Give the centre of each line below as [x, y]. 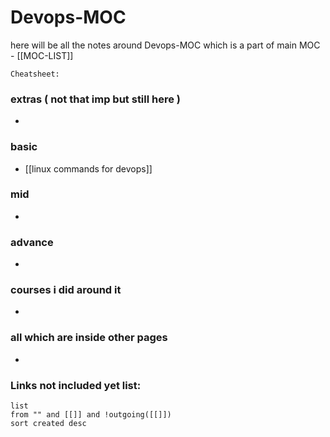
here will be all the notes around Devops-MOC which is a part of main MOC [165, 45]
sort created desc [48, 424]
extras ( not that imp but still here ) [96, 99]
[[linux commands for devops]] [88, 168]
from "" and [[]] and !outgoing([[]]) [91, 415]
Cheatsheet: [35, 74]
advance [32, 242]
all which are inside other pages [89, 338]
